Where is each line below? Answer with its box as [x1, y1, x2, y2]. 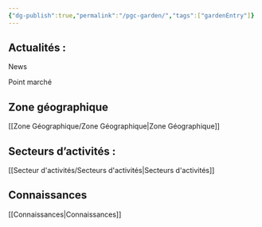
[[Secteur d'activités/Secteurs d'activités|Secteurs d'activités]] [8, 166, 215, 175]
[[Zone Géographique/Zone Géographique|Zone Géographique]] [8, 121, 221, 131]
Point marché [8, 77, 53, 87]
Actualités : [8, 41, 66, 55]
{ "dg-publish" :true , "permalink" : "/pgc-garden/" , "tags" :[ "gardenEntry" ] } [8, 11, 255, 20]
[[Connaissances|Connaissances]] [8, 210, 122, 219]
